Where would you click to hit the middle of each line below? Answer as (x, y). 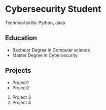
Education (21, 38)
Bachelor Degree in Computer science (51, 50)
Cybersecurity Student (53, 9)
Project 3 (21, 97)
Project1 (20, 82)
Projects (18, 70)
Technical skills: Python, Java (35, 23)
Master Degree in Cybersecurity (45, 55)
